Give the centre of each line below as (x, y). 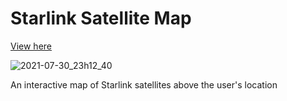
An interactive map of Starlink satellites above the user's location (144, 84)
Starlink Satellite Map (101, 18)
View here (31, 46)
